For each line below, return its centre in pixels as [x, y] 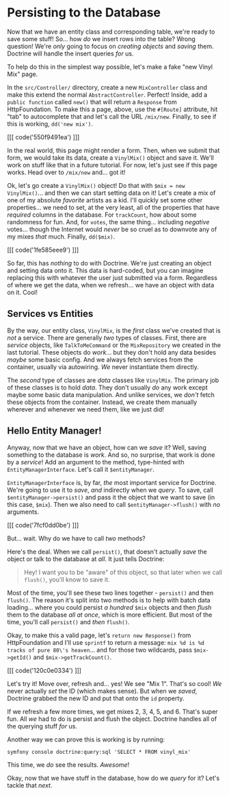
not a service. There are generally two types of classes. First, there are [107, 337]
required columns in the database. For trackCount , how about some [102, 215]
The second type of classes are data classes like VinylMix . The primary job [113, 380]
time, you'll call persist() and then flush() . [68, 621]
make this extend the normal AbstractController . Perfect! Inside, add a [107, 95]
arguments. [23, 512]
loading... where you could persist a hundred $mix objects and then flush [109, 607]
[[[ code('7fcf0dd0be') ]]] [43, 525]
